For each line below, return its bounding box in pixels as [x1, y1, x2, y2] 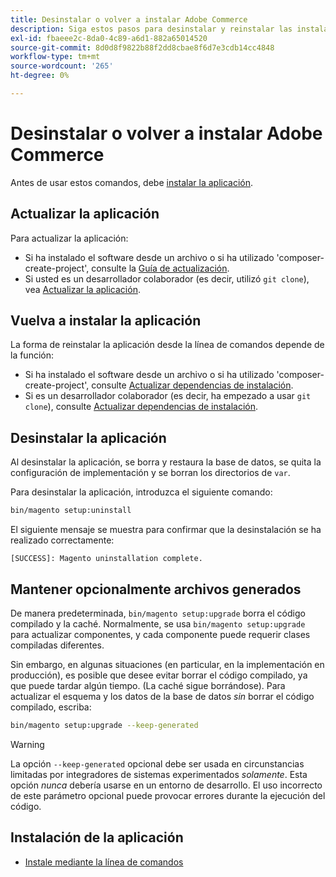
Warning [10, 738, 45, 750]
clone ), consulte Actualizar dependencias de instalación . [24, 401, 259, 413]
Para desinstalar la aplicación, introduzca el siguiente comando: [10, 486, 273, 498]
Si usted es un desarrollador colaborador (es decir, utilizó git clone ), [24, 272, 310, 285]
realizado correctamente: [10, 534, 115, 546]
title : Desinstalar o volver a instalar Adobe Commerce [10, 14, 248, 25]
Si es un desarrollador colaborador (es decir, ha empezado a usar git [24, 390, 312, 402]
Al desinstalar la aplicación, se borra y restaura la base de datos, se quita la [10, 456, 322, 468]
